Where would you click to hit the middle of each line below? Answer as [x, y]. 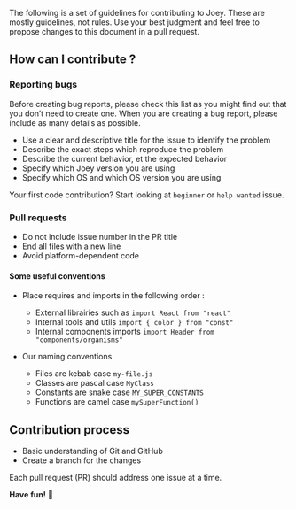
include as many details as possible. [75, 122]
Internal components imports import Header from [125, 332]
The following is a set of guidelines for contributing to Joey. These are [137, 13]
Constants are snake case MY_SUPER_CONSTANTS [119, 392]
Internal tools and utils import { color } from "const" [134, 322]
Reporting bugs [43, 85]
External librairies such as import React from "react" [133, 312]
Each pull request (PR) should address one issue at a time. [116, 478]
